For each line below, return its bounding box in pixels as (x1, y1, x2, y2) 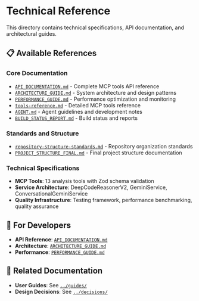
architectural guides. (6, 30, 57, 37)
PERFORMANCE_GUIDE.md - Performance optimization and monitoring (14, 95, 176, 103)
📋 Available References (6, 48, 97, 58)
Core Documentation (6, 69, 68, 77)
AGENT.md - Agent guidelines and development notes (14, 108, 143, 115)
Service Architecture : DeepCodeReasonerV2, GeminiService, (14, 184, 167, 191)
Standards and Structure (6, 129, 79, 138)
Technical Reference (6, 4, 111, 18)
